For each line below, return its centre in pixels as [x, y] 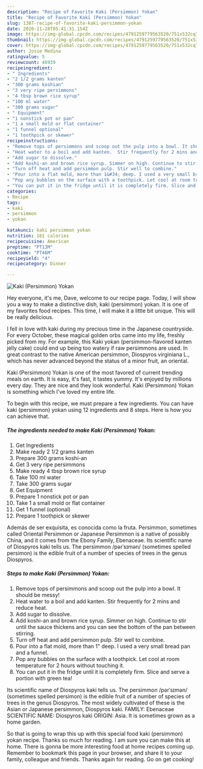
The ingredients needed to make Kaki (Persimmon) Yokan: [81, 430]
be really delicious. [30, 317]
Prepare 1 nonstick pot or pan [52, 497]
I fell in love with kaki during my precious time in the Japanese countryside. [100, 329]
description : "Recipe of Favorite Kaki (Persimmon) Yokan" [83, 12]
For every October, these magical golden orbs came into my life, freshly [96, 335]
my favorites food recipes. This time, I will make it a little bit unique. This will [101, 311]
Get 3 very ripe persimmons [50, 464]
